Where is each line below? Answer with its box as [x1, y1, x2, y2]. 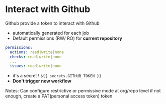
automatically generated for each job [12, 30, 90, 36]
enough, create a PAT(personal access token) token [5, 93, 113, 99]
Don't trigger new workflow [12, 78, 71, 84]
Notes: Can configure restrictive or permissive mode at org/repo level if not [5, 88, 161, 94]
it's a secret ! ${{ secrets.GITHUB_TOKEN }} [12, 73, 102, 79]
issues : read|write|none [10, 64, 62, 69]
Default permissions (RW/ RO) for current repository [12, 35, 122, 41]
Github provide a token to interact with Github [5, 20, 100, 26]
